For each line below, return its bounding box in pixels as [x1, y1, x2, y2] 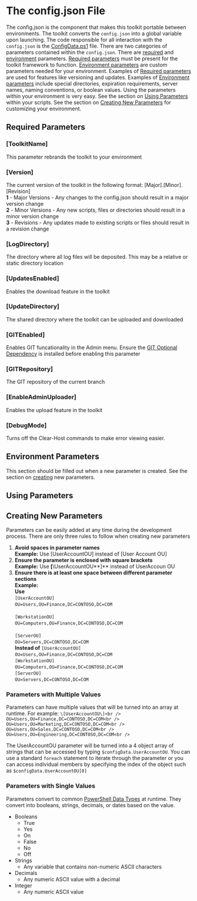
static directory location [6, 259, 64, 267]
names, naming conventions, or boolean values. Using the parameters [6, 86, 176, 93]
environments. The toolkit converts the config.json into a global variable [6, 29, 182, 37]
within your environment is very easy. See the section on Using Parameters [6, 93, 188, 100]
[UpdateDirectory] [6, 302, 60, 311]
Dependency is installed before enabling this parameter [6, 350, 141, 357]
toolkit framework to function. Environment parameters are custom [6, 61, 168, 68]
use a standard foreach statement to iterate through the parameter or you [6, 755, 184, 762]
